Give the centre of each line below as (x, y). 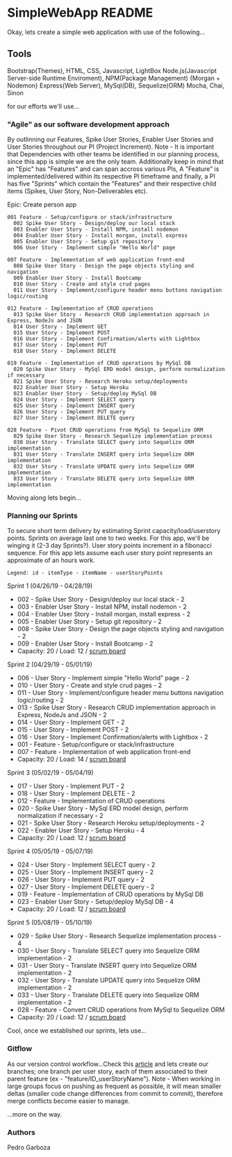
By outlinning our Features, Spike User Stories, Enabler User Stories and (110, 140)
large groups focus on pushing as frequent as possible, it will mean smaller (114, 1086)
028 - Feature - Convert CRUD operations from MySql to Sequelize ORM (121, 1010)
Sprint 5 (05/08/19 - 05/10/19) (50, 923)
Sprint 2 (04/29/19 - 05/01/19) (50, 664)
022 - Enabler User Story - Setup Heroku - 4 (81, 830)
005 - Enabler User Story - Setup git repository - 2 (89, 622)
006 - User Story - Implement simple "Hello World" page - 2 (103, 678)
